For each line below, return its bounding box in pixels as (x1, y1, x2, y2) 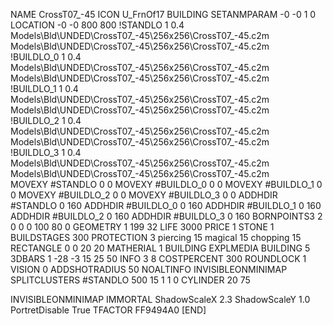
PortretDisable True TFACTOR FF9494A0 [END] (10, 304, 207, 316)
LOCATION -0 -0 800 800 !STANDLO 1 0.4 (10, 19, 185, 31)
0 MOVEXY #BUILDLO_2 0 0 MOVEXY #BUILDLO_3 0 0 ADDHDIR (10, 189, 278, 201)
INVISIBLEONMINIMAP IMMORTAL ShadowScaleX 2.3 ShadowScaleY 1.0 (10, 294, 311, 305)
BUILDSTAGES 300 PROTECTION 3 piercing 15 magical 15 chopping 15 (10, 232, 302, 243)
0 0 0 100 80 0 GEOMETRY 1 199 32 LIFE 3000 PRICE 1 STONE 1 (10, 221, 275, 233)
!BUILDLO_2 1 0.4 (10, 115, 82, 126)
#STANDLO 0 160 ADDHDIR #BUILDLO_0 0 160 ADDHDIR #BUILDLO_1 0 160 (10, 200, 322, 211)
